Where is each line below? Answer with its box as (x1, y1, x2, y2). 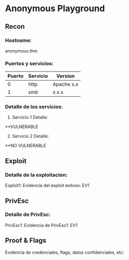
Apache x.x (53, 81, 79, 88)
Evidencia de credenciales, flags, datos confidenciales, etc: (5, 249, 124, 255)
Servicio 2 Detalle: (12, 133, 49, 139)
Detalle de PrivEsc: (5, 211, 51, 218)
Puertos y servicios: (5, 60, 54, 67)
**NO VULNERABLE (5, 143, 46, 149)
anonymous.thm (5, 48, 37, 54)
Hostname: (5, 37, 32, 44)
